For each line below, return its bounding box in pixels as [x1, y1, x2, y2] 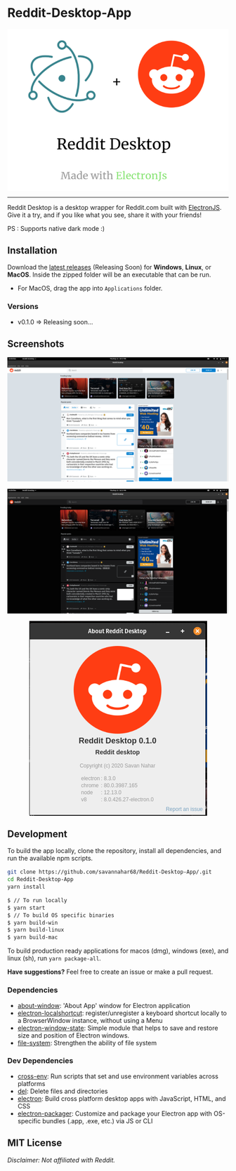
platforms [17, 1079, 46, 1087]
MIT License [7, 1137, 63, 1149]
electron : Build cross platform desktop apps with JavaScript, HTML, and [17, 1094, 226, 1103]
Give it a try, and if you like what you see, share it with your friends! [7, 211, 202, 219]
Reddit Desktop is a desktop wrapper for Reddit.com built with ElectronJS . [7, 203, 222, 211]
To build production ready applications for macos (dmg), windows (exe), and [7, 946, 229, 955]
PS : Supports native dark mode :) [7, 224, 105, 232]
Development [7, 828, 68, 840]
